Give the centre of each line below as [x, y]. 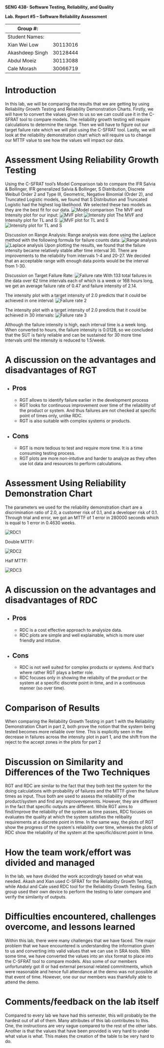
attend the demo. [22, 982]
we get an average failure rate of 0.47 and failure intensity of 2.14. [71, 286]
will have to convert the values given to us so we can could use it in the [77, 114]
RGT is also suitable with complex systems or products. [75, 421]
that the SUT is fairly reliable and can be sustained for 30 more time [73, 335]
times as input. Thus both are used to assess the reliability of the [70, 796]
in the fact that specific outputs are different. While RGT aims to [69, 807]
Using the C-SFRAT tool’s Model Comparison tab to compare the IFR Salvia [80, 184]
